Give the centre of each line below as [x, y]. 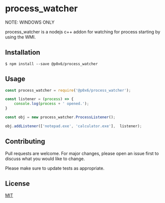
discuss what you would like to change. [45, 159]
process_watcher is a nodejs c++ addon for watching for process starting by [83, 32]
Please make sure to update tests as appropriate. [55, 168]
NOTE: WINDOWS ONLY [30, 22]
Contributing [25, 142]
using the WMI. [20, 37]
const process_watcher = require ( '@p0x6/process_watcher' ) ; [68, 90]
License [17, 184]
